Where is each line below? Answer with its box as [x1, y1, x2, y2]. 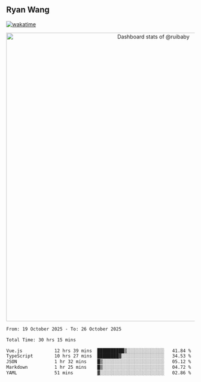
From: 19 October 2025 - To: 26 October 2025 [6, 326, 121, 332]
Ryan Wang [6, 5, 50, 15]
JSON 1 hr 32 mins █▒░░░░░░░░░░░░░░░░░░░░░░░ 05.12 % [6, 359, 191, 365]
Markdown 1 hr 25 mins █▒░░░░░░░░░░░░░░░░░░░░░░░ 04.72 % [6, 365, 191, 371]
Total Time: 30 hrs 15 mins [6, 336, 77, 343]
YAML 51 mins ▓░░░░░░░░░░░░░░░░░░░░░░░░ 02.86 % [6, 370, 191, 376]
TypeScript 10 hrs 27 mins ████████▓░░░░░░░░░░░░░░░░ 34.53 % [6, 353, 191, 359]
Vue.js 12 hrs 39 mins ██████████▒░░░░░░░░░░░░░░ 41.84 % [6, 347, 191, 354]
